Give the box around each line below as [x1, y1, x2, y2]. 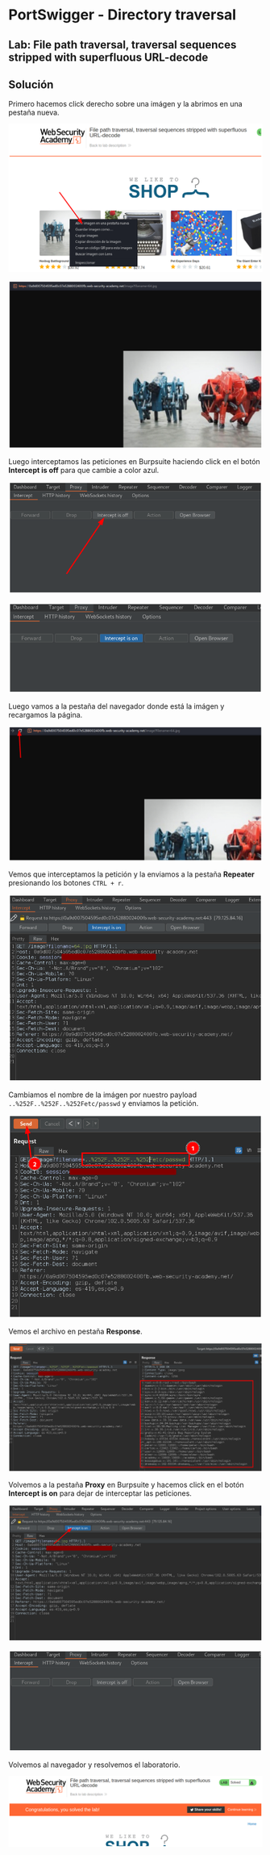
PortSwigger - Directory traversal [8, 6, 236, 24]
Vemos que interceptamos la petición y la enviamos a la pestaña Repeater [8, 869, 255, 879]
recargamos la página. [8, 710, 83, 719]
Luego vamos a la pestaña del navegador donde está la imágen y [8, 701, 225, 711]
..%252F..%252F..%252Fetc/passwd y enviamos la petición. [8, 1098, 199, 1108]
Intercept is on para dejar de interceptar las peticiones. [8, 1489, 192, 1498]
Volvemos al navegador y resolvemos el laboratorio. [8, 1760, 181, 1769]
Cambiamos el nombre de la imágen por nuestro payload [8, 1090, 197, 1099]
